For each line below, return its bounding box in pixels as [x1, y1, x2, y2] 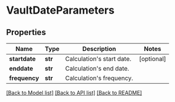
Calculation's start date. [65, 55, 132, 63]
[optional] [139, 55, 167, 63]
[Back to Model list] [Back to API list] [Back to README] [6, 90, 142, 96]
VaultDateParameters [6, 4, 114, 17]
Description [82, 45, 116, 53]
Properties [6, 27, 46, 37]
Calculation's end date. [65, 65, 129, 72]
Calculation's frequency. [65, 74, 133, 82]
